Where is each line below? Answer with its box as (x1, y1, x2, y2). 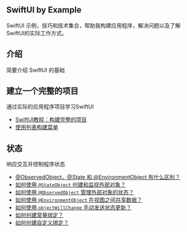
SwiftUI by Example (6, 5, 82, 15)
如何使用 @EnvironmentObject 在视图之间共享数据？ (15, 196, 143, 203)
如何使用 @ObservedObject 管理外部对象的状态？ (15, 189, 135, 196)
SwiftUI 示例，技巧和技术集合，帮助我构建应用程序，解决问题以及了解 (6, 21, 181, 29)
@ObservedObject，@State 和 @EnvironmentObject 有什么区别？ (15, 174, 181, 181)
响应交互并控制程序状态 (6, 161, 65, 168)
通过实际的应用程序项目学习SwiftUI (6, 103, 94, 110)
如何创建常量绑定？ (15, 211, 64, 219)
